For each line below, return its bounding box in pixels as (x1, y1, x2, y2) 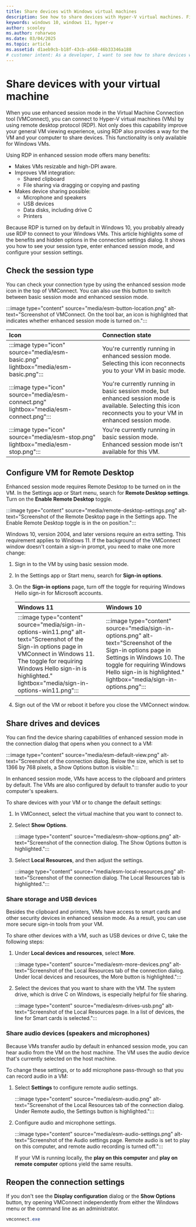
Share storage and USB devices (6, 895, 97, 903)
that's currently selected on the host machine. (6, 1055, 117, 1062)
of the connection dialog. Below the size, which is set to (49, 758, 184, 764)
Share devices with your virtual (6, 77, 160, 91)
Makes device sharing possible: (14, 188, 91, 195)
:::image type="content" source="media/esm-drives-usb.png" (14, 1002, 164, 1009)
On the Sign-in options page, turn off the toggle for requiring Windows (14, 583, 185, 591)
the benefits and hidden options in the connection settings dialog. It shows (6, 236, 185, 243)
